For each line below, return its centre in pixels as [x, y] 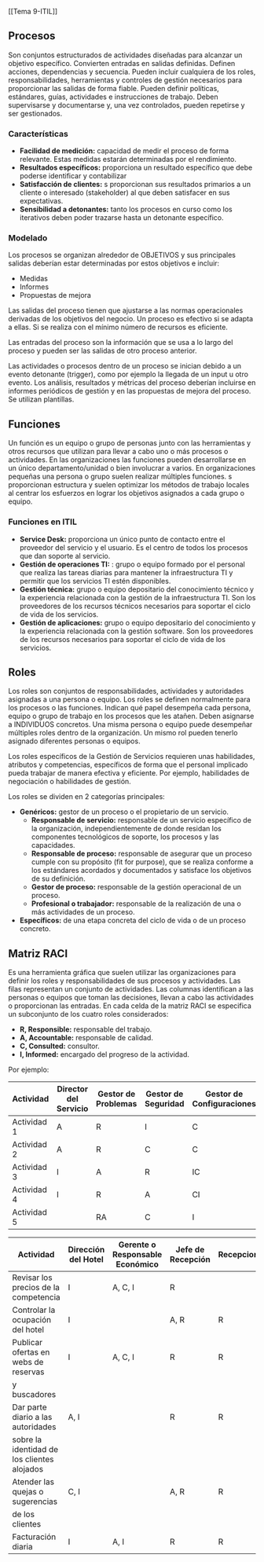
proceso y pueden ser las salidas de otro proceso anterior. [103, 351]
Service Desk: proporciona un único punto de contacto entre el [122, 539]
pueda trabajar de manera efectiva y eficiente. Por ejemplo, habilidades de [129, 773]
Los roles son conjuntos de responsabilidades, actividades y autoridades [126, 691]
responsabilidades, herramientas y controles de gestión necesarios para [125, 80]
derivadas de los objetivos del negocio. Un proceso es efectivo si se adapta [131, 319]
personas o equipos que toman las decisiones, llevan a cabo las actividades [131, 998]
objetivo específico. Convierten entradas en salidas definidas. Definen [122, 63]
